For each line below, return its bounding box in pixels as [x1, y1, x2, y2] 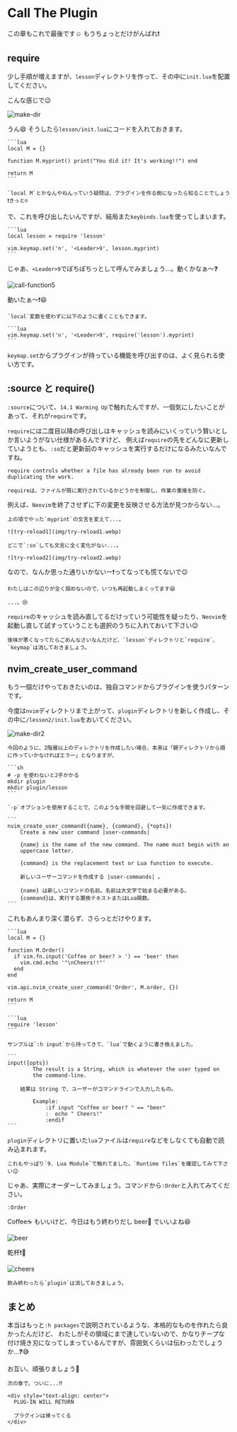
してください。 [7, 81, 51, 89]
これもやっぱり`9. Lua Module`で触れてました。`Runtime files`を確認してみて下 [7, 1160, 223, 1168]
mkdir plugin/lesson [7, 784, 69, 791]
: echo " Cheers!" [45, 1110, 103, 1118]
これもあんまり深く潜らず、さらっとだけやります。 [7, 914, 156, 923]
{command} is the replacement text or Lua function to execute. [20, 860, 214, 867]
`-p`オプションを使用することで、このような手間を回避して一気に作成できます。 [7, 804, 209, 811]
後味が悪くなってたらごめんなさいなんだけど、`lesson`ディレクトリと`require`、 [7, 636, 219, 644]
